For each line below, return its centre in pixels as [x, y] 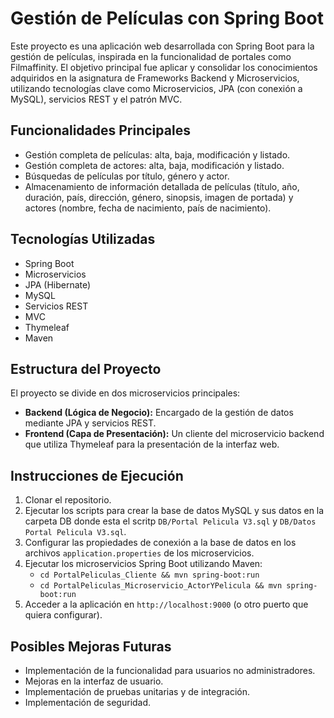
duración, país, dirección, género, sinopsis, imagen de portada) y [159, 197]
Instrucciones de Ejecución [97, 475]
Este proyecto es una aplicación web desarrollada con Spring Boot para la [162, 46]
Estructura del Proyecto [86, 368]
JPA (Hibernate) [58, 284]
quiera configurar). [63, 615]
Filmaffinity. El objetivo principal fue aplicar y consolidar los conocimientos [164, 67]
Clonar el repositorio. [68, 500]
